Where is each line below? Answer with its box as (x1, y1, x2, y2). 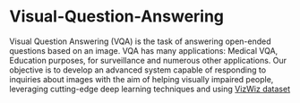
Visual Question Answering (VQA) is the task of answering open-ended (9, 36, 271, 47)
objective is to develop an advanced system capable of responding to (9, 64, 267, 75)
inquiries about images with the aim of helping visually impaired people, (9, 73, 274, 84)
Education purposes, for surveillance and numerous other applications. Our (9, 55, 287, 65)
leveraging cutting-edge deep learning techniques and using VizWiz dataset (9, 83, 291, 94)
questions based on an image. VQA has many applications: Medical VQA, (9, 45, 279, 56)
